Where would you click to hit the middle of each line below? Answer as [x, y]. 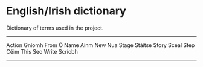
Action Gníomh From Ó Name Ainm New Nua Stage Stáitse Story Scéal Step [101, 45]
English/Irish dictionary [66, 11]
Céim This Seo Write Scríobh [42, 51]
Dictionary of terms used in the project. [55, 28]
